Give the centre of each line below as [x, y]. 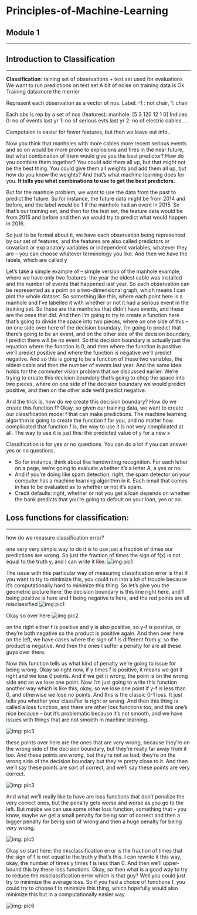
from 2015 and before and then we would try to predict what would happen [97, 217]
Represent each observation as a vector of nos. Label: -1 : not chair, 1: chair [97, 103]
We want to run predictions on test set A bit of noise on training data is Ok [95, 85]
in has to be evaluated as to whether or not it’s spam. [78, 487]
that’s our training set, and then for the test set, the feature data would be [94, 211]
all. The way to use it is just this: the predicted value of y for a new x [88, 432]
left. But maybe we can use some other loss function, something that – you [96, 809]
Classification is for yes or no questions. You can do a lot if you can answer [97, 444]
